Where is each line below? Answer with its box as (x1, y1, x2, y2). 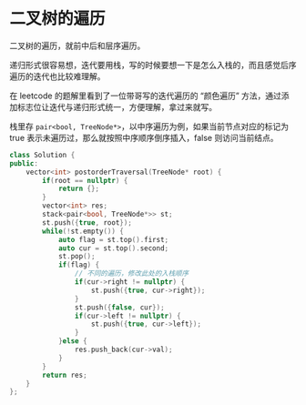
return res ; (42, 370, 88, 380)
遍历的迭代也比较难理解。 (9, 70, 106, 82)
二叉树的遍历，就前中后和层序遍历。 (9, 40, 146, 51)
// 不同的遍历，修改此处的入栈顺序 (74, 269, 189, 278)
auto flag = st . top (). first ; (57, 235, 169, 244)
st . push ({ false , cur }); (74, 302, 166, 312)
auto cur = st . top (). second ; (57, 243, 169, 253)
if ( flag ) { (57, 260, 100, 269)
